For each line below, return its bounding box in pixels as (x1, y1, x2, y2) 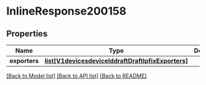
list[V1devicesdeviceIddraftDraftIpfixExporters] (44, 56, 188, 65)
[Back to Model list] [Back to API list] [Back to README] (6, 72, 147, 80)
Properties (6, 29, 48, 39)
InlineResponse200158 (6, 4, 127, 18)
